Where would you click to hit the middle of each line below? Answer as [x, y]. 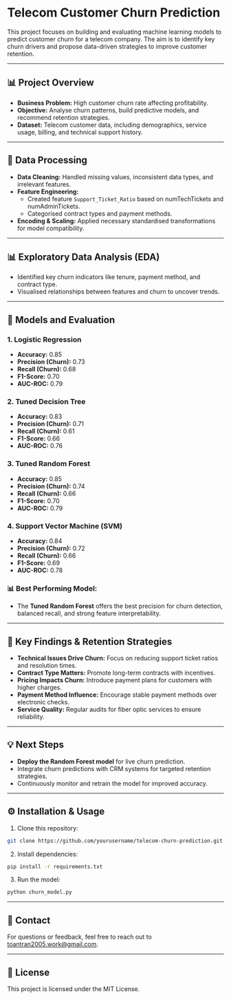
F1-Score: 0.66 [38, 438]
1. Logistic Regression [44, 339]
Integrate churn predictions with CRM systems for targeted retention [114, 768]
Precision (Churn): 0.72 [51, 548]
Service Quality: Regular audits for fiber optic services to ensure [109, 710]
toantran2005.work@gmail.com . [53, 944]
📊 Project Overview [51, 83]
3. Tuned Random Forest [49, 464]
